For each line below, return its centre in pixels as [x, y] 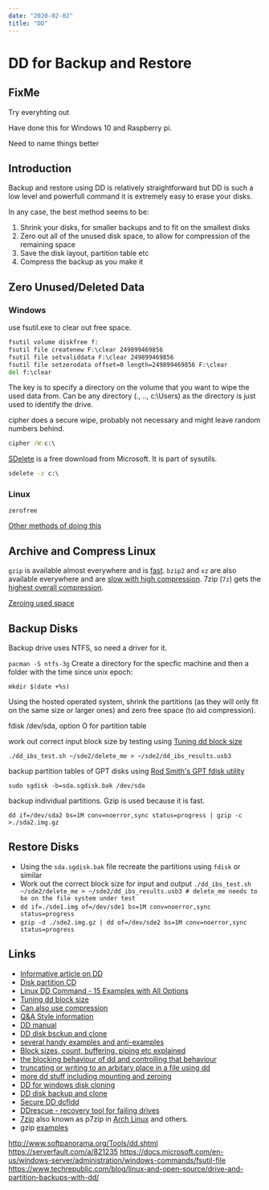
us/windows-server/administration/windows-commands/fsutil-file [117, 1160]
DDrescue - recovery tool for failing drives [90, 1110]
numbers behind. [37, 429]
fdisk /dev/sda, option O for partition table [77, 726]
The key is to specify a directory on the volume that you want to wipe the [129, 388]
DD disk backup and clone [63, 1093]
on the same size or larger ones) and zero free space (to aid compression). [132, 710]
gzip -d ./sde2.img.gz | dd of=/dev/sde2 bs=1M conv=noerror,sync [133, 922]
